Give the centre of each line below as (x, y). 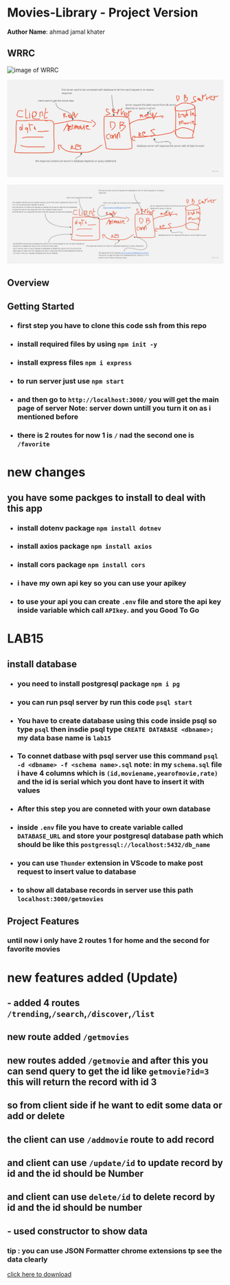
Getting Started (41, 306)
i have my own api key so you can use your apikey (102, 583)
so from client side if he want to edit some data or (115, 1105)
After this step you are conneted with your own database (114, 809)
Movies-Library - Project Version (103, 13)
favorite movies (34, 949)
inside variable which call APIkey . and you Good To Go (108, 610)
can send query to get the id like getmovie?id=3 (108, 1071)
